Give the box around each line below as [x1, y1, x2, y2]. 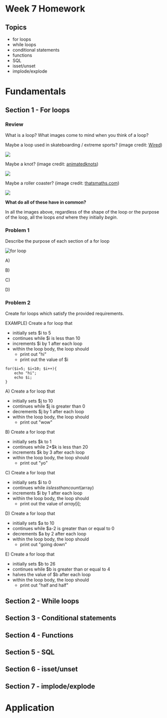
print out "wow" [19, 419, 52, 425]
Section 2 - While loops [5, 597, 79, 605]
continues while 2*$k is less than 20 [12, 444, 88, 450]
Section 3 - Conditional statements [5, 614, 116, 622]
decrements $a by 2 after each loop [12, 531, 86, 537]
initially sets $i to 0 [12, 479, 51, 485]
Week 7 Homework [5, 3, 85, 15]
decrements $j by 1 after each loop [12, 409, 84, 415]
